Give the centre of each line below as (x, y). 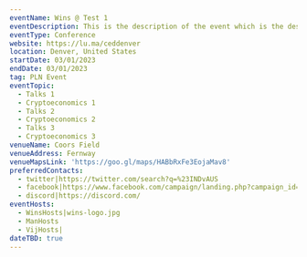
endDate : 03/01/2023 (49, 69)
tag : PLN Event (38, 77)
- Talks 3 (36, 128)
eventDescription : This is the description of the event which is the (147, 26)
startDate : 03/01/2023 (53, 60)
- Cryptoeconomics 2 (57, 119)
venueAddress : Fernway (53, 153)
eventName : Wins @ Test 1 (58, 18)
